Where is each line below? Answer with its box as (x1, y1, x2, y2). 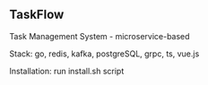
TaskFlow (9, 7, 65, 22)
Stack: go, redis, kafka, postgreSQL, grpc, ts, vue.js (9, 48, 200, 59)
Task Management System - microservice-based (9, 30, 190, 41)
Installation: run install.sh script (9, 65, 125, 76)
